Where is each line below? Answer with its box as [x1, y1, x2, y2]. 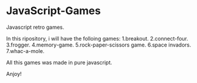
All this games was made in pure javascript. [6, 59, 113, 66]
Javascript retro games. [6, 24, 65, 31]
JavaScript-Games [6, 4, 101, 18]
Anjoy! [6, 70, 22, 77]
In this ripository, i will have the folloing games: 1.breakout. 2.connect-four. [6, 35, 189, 42]
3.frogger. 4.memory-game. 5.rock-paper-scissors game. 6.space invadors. [6, 41, 192, 48]
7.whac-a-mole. [6, 47, 45, 54]
